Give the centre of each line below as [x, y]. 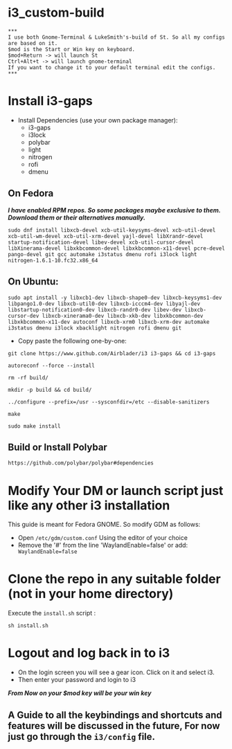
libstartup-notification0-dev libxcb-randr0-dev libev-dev [95, 309]
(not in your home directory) [91, 594]
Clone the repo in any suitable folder [114, 579]
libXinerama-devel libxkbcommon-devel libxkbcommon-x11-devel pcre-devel [117, 248]
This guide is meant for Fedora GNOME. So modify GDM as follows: [104, 525]
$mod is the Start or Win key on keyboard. [72, 49]
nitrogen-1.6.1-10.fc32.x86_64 [53, 260]
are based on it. [33, 43]
